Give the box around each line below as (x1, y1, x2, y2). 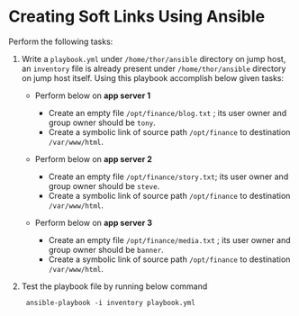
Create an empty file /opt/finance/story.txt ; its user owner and (48, 171, 289, 182)
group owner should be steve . (48, 180, 160, 191)
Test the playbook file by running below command (21, 281, 208, 292)
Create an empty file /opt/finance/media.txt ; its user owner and (48, 234, 291, 245)
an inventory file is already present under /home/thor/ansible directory (21, 63, 286, 74)
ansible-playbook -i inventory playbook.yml (25, 298, 195, 307)
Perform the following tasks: (8, 36, 113, 47)
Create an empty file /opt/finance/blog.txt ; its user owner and (48, 107, 287, 118)
